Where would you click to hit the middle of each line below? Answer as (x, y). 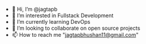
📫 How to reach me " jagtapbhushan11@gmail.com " (75, 35)
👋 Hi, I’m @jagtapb (35, 9)
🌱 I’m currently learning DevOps (51, 22)
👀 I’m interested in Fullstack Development (63, 15)
